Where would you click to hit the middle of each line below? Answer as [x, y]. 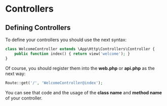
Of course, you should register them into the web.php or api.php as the [80, 68]
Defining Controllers [38, 28]
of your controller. [24, 98]
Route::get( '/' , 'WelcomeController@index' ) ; [54, 83]
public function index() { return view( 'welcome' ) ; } [72, 54]
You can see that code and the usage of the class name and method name [83, 92]
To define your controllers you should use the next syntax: [66, 40]
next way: [15, 74]
